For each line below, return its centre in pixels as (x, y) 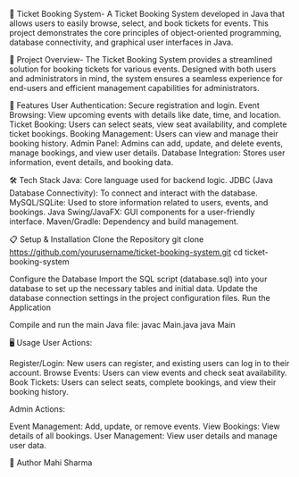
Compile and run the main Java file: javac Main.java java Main (123, 325)
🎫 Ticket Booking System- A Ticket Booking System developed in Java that (147, 14)
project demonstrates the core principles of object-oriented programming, (145, 33)
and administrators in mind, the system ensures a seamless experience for (146, 79)
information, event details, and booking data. (91, 162)
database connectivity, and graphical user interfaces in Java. (121, 42)
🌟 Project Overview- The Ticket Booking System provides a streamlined (141, 59)
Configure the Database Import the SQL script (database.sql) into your (138, 279)
